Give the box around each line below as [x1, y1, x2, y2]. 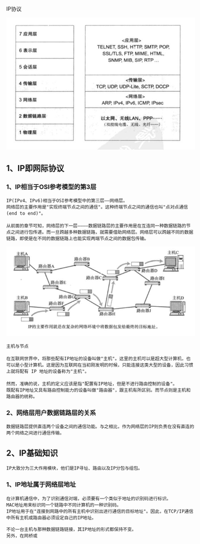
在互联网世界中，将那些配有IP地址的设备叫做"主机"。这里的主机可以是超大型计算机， [6, 356, 187, 362]
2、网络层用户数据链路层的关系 [6, 409, 96, 417]
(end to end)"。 [6, 211, 46, 217]
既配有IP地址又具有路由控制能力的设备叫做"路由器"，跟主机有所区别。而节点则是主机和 [6, 387, 191, 393]
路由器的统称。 [6, 394, 38, 400]
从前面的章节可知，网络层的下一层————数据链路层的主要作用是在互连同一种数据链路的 [6, 223, 187, 229]
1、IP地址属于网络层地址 [6, 480, 76, 489]
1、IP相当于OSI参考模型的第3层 [6, 183, 97, 191]
